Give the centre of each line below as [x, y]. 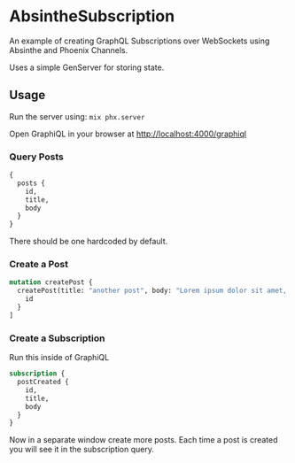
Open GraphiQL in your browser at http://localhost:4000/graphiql [128, 134]
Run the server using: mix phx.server [77, 116]
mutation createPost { [51, 282]
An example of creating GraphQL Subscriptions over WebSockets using [140, 41]
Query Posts [36, 157]
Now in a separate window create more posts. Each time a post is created [144, 440]
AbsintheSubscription [92, 16]
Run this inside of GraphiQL [59, 358]
